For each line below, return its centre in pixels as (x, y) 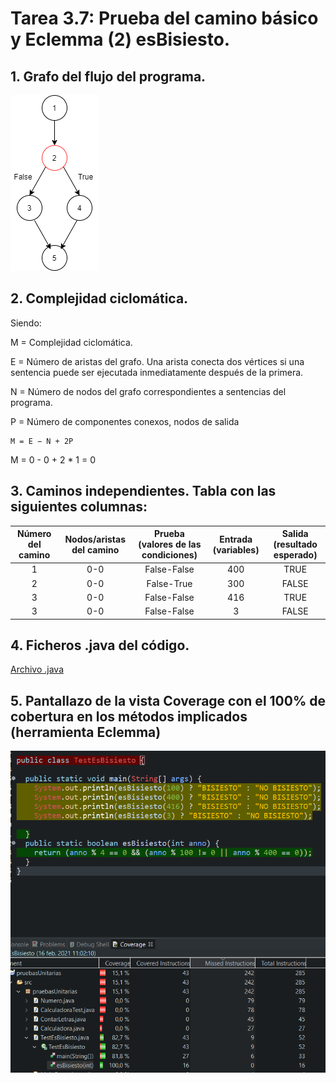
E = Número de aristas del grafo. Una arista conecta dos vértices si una (157, 361)
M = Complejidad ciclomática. (71, 342)
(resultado (295, 544)
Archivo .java (37, 669)
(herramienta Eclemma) (86, 732)
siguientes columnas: (79, 507)
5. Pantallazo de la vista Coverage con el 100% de (168, 700)
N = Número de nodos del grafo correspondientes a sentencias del (148, 391)
